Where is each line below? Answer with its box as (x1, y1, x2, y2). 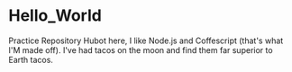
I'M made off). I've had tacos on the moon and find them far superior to (8, 44, 273, 55)
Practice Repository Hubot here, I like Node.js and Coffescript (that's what (8, 35, 284, 46)
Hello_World (8, 5, 103, 26)
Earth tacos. (8, 54, 53, 65)
